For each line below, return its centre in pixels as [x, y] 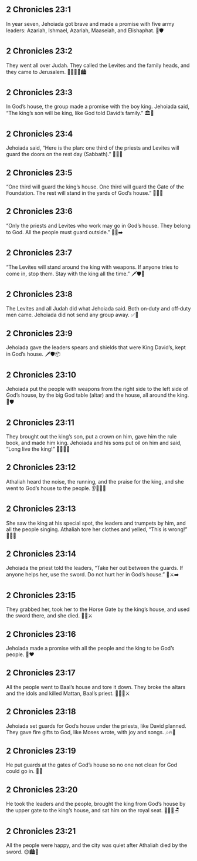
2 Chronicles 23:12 [41, 467]
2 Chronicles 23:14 [41, 554]
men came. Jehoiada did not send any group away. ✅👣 [72, 315]
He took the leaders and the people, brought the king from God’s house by [96, 804]
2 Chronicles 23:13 [41, 509]
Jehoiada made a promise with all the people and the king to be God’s [90, 648]
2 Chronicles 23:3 [40, 92]
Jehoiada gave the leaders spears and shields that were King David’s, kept [96, 347]
